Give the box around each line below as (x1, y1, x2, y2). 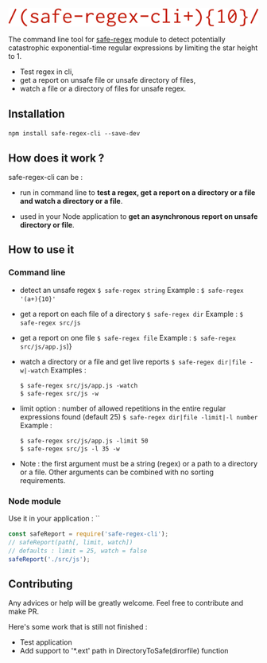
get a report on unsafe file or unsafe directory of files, (19, 76, 196, 85)
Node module (8, 495, 62, 506)
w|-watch (19, 366, 49, 375)
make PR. (8, 606, 40, 616)
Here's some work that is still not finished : (8, 622, 148, 632)
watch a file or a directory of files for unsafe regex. (19, 84, 187, 94)
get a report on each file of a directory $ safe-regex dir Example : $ (19, 309, 244, 318)
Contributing (8, 577, 73, 591)
